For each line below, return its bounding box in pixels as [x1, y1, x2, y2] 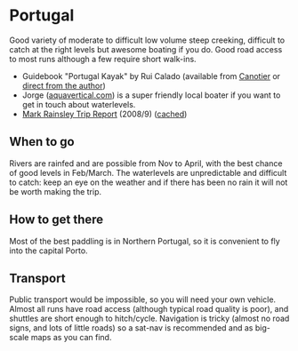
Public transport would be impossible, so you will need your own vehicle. [9, 294, 277, 305]
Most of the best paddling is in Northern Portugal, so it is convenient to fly [9, 235, 280, 246]
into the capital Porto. [9, 245, 88, 256]
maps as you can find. [30, 332, 112, 343]
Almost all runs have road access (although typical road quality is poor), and [9, 304, 289, 315]
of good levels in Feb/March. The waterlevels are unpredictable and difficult [9, 167, 287, 178]
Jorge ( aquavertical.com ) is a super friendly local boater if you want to [21, 90, 281, 100]
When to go [9, 134, 75, 149]
